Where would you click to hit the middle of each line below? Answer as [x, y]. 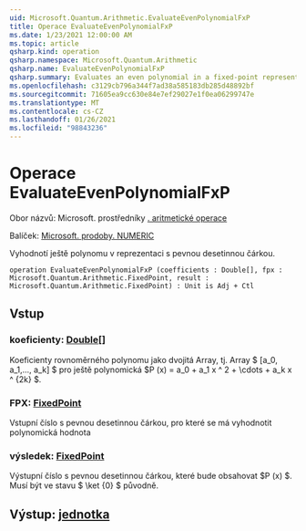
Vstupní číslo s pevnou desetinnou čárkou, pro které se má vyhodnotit [141, 422]
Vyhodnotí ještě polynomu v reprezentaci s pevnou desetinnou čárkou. [143, 253]
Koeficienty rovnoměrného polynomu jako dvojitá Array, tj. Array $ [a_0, [143, 359]
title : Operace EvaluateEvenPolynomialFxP [91, 26]
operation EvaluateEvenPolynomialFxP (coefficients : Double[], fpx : [146, 270]
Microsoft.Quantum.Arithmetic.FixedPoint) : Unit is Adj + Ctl [132, 286]
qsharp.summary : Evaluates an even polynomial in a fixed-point [134, 78]
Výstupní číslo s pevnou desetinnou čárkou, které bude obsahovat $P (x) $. [151, 476]
